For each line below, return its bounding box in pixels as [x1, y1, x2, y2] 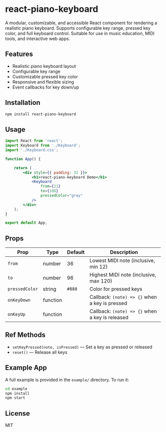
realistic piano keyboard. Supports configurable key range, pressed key [5, 25, 151, 31]
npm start [5, 395, 26, 400]
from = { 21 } [40, 184, 61, 189]
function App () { [5, 156, 41, 161]
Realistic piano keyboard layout [12, 63, 76, 69]
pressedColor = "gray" [40, 193, 83, 198]
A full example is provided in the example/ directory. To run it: [5, 377, 129, 383]
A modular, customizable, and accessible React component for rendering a [5, 20, 157, 26]
